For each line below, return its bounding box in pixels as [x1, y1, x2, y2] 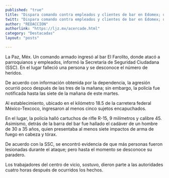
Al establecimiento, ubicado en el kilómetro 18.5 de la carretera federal [5, 100, 152, 106]
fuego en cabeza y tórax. [5, 131, 57, 137]
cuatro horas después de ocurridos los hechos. [5, 167, 104, 173]
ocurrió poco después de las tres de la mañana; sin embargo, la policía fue [5, 85, 160, 91]
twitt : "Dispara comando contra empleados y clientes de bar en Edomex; [5, 17, 161, 22]
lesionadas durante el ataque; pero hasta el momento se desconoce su [5, 146, 152, 152]
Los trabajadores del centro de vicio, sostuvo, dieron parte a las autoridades [5, 161, 163, 167]
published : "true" [5, 7, 44, 13]
